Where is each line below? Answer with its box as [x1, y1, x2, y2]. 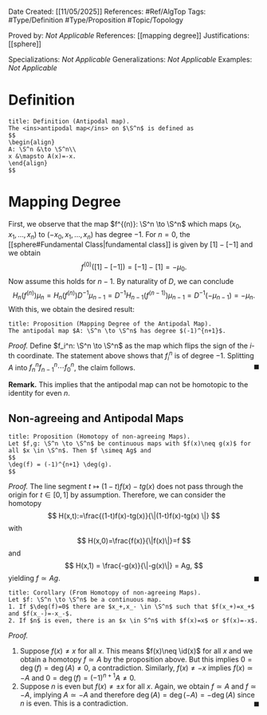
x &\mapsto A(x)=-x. [8, 152, 77, 160]
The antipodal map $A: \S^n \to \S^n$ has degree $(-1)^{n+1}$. [8, 327, 226, 335]
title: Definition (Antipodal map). [8, 117, 130, 125]
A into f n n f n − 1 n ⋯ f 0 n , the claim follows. [8, 361, 135, 374]
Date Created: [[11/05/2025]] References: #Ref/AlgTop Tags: [8, 7, 206, 16]
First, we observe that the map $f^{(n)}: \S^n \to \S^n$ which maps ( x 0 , [8, 219, 241, 231]
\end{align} [8, 159, 48, 167]
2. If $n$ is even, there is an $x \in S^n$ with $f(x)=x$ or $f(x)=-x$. [8, 617, 259, 625]
